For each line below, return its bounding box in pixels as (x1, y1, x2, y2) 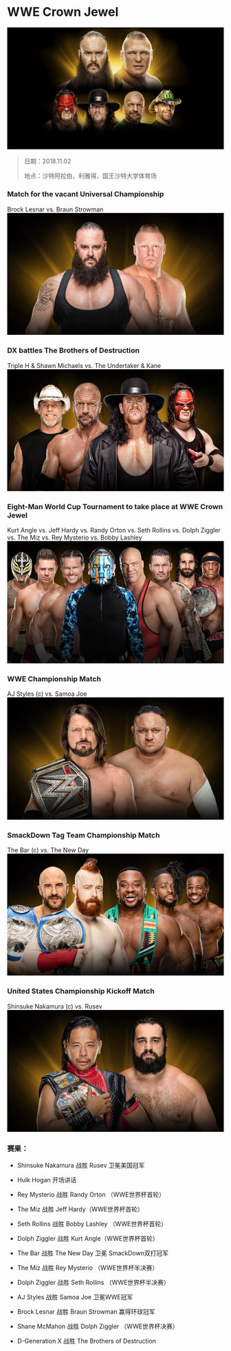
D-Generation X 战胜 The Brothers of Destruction (16, 1337, 157, 1345)
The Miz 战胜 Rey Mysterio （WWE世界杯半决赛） (16, 1264, 159, 1272)
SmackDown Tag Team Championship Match (7, 830, 160, 840)
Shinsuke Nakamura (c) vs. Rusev (7, 1002, 103, 1010)
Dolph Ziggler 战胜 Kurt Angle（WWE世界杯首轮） (16, 1234, 159, 1242)
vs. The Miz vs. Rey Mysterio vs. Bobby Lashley (7, 533, 142, 542)
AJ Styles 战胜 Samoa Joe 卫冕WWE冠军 (16, 1292, 133, 1301)
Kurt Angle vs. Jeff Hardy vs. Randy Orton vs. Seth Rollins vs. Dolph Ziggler (7, 526, 221, 535)
